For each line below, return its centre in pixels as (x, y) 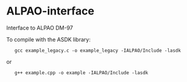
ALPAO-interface (50, 11)
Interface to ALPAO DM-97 (40, 28)
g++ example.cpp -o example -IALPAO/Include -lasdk (81, 73)
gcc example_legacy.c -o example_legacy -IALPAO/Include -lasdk (98, 50)
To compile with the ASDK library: (48, 39)
